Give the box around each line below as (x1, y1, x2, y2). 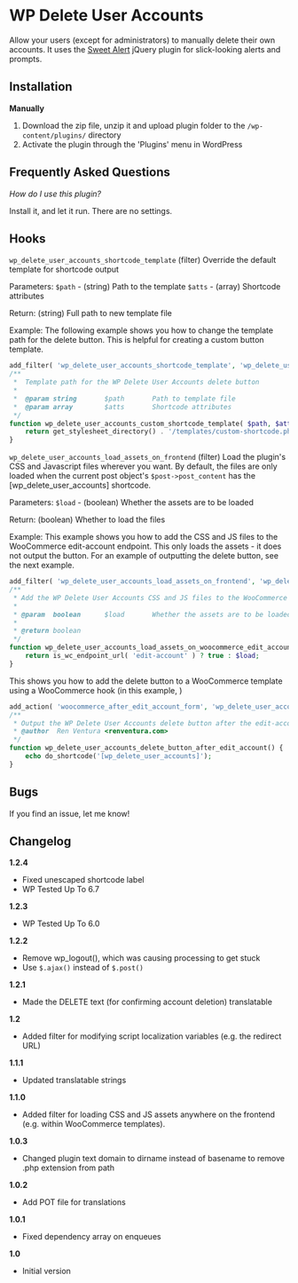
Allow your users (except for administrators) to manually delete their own (9, 35, 276, 45)
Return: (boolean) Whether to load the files (9, 514, 166, 525)
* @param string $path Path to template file (12, 394, 237, 403)
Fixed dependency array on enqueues (21, 1232, 161, 1242)
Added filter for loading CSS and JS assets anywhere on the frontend (21, 1109, 276, 1120)
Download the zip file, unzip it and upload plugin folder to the (21, 120, 246, 131)
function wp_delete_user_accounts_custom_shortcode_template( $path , (9, 419, 272, 428)
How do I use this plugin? (9, 188, 102, 199)
